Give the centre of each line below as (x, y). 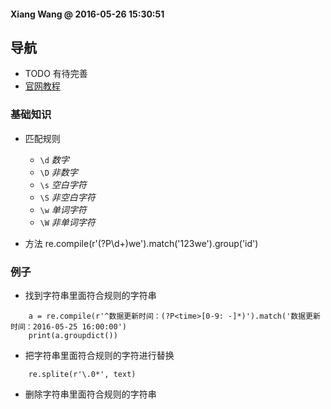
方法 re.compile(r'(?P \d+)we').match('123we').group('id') (141, 243)
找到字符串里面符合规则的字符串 (90, 295)
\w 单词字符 (63, 209)
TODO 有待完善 (56, 74)
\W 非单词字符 (67, 222)
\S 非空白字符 (67, 197)
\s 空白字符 (63, 184)
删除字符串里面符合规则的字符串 (90, 394)
